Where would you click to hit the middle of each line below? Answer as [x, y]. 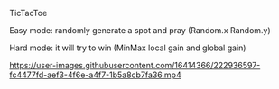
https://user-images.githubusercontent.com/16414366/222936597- [135, 65]
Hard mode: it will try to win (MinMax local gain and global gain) [128, 48]
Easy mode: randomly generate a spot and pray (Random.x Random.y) [140, 30]
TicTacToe [28, 13]
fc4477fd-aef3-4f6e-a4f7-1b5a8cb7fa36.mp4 [96, 75]
